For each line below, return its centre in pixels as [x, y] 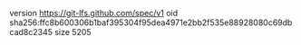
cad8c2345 [31, 32]
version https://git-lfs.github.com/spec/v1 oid [94, 13]
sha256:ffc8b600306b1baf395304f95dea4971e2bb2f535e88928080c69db [151, 22]
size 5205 [73, 32]
